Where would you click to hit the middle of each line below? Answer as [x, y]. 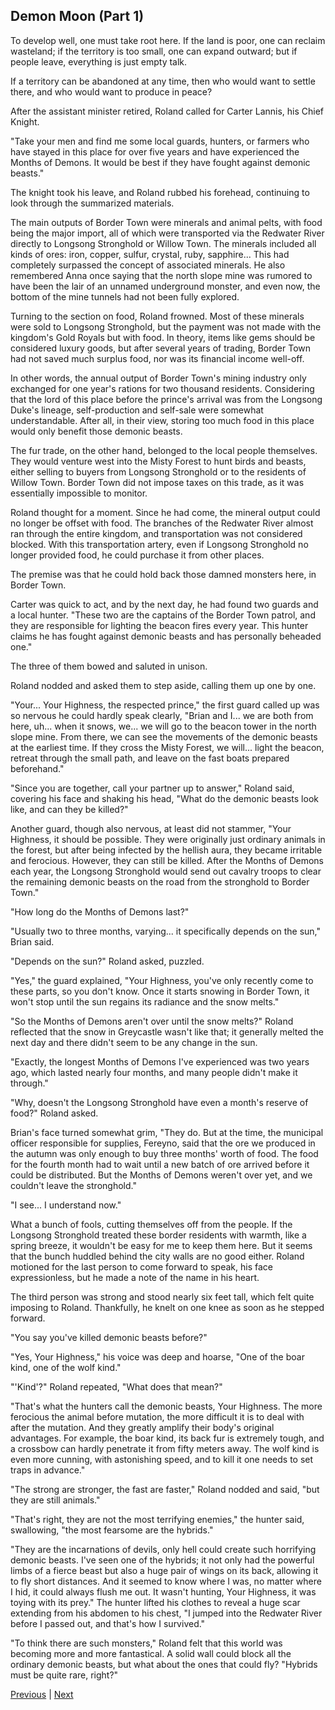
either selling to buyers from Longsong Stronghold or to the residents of [158, 471]
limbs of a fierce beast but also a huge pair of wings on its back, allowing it [164, 1570]
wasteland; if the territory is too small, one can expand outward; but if [154, 51]
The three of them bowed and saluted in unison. [109, 666]
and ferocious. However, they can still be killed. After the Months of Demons [167, 860]
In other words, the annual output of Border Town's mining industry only [158, 378]
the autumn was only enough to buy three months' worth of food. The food [164, 1153]
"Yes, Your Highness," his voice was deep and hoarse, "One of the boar [157, 1356]
